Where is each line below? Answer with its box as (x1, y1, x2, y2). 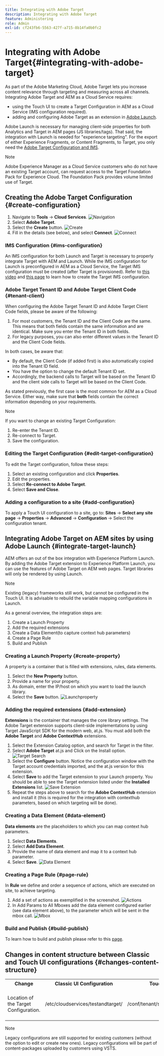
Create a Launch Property (12, 619, 64, 625)
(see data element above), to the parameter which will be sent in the (12, 908, 149, 914)
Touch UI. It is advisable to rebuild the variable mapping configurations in (5, 595, 152, 601)
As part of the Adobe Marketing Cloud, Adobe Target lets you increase (5, 84, 147, 90)
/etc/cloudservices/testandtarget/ (45, 1001, 123, 1007)
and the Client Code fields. (12, 339, 66, 345)
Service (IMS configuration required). (12, 109, 87, 115)
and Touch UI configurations (5, 958, 94, 966)
